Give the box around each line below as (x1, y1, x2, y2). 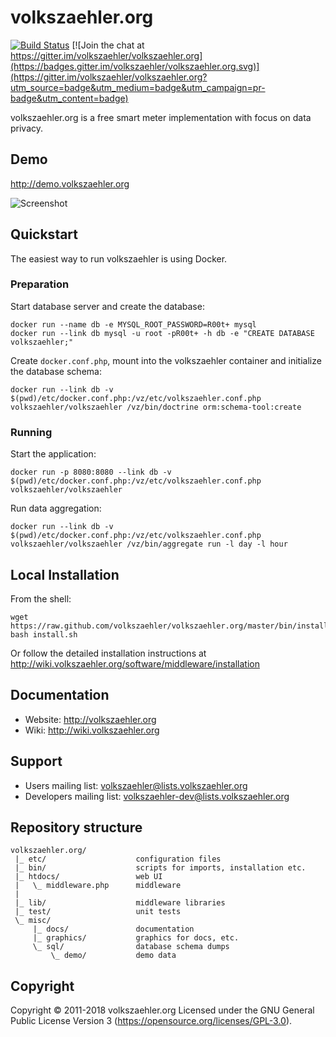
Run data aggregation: (10, 502, 102, 515)
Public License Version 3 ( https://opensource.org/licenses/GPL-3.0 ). (10, 1015, 293, 1027)
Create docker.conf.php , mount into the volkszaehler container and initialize (10, 354, 322, 366)
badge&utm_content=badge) (10, 92, 129, 104)
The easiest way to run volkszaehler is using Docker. (10, 252, 228, 265)
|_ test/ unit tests (14, 907, 182, 917)
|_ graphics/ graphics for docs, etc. (32, 933, 240, 943)
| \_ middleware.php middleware (14, 881, 182, 891)
